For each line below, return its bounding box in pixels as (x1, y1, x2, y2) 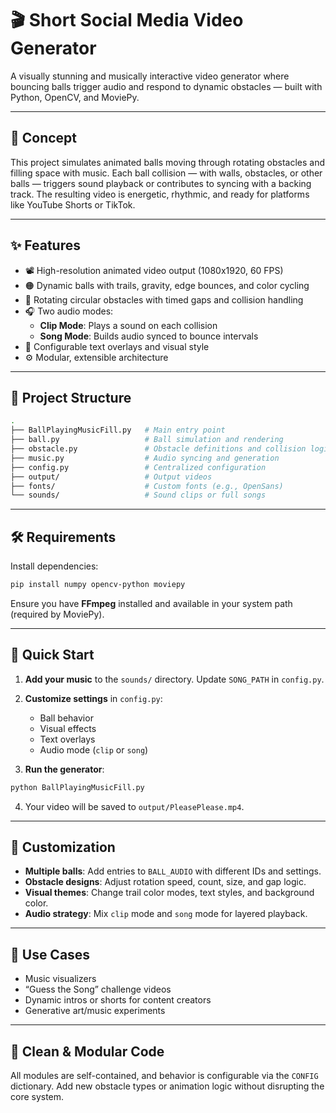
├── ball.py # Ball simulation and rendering (10, 435, 284, 445)
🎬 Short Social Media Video (10, 9, 244, 32)
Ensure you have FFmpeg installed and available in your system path (10, 597, 293, 609)
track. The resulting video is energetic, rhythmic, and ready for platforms (10, 188, 310, 200)
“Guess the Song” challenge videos (24, 983, 172, 996)
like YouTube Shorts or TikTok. (10, 198, 136, 211)
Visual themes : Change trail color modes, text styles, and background (24, 887, 315, 899)
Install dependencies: (10, 560, 99, 572)
